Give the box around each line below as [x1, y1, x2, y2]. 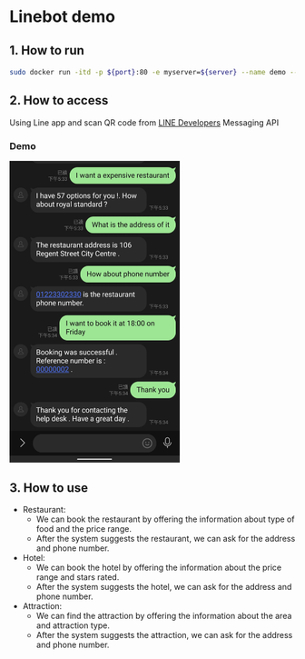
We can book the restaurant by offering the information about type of [35, 514, 295, 524]
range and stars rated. [35, 572, 120, 583]
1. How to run [9, 43, 84, 58]
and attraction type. [35, 620, 111, 631]
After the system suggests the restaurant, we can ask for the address [35, 534, 296, 544]
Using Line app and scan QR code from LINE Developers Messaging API [9, 116, 280, 128]
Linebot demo [9, 6, 116, 27]
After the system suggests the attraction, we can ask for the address [35, 630, 293, 641]
